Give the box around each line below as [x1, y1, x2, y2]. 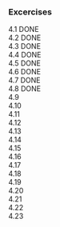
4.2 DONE [8, 33, 42, 42]
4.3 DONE [8, 42, 42, 51]
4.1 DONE [8, 25, 39, 34]
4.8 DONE [8, 84, 42, 94]
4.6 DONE [8, 67, 42, 77]
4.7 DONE [8, 75, 42, 86]
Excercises [8, 6, 52, 18]
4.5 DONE [8, 58, 42, 68]
